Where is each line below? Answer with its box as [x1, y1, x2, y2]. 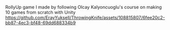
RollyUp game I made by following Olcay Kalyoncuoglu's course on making [5, 4, 162, 10]
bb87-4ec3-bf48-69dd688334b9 [5, 20, 76, 26]
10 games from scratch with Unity [5, 9, 76, 15]
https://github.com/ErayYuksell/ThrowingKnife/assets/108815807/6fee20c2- [5, 15, 165, 20]
